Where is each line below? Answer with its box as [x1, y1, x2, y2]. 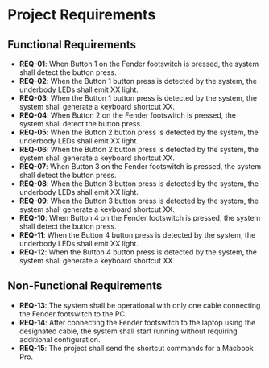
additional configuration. [19, 334, 101, 344]
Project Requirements [7, 6, 156, 24]
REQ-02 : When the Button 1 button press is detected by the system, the [19, 76, 257, 85]
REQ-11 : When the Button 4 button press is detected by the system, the [19, 230, 256, 239]
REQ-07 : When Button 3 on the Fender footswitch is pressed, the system [19, 162, 262, 171]
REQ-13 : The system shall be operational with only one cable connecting [19, 300, 261, 310]
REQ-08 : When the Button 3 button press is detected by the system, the [19, 179, 259, 188]
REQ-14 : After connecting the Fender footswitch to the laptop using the [19, 317, 256, 327]
